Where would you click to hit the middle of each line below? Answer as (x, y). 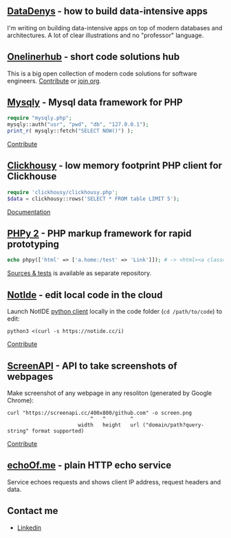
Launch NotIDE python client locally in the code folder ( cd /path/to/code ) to (114, 312)
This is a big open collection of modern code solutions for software (102, 73)
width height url (109, 425)
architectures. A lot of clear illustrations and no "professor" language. (106, 35)
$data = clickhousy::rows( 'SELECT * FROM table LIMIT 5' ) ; (93, 199)
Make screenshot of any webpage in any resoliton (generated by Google (110, 393)
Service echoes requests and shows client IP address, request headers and (114, 482)
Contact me (33, 511)
